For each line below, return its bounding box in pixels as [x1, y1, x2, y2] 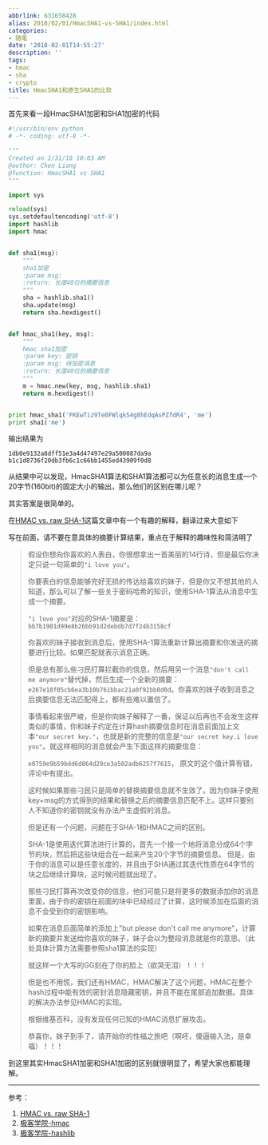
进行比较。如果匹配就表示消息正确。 [34, 648, 154, 657]
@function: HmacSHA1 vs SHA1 [8, 169, 105, 177]
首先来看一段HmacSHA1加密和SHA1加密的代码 [8, 109, 160, 118]
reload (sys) [8, 205, 48, 213]
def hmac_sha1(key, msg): [8, 329, 94, 338]
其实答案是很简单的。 [8, 499, 78, 509]
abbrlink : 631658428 [8, 11, 77, 20]
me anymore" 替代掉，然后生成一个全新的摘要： [27, 675, 179, 684]
